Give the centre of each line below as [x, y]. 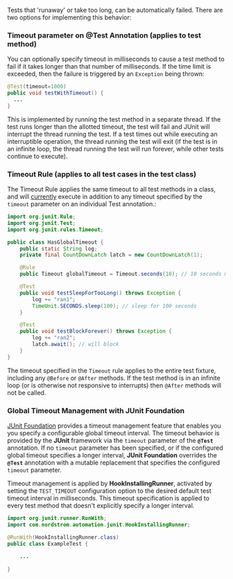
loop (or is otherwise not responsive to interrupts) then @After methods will [114, 385]
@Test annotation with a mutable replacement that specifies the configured [114, 463]
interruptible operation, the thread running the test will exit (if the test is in [112, 141]
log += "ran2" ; [54, 338]
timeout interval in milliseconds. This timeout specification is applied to [109, 498]
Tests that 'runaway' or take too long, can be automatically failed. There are [115, 10]
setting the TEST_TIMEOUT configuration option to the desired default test [109, 491]
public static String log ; [59, 249]
